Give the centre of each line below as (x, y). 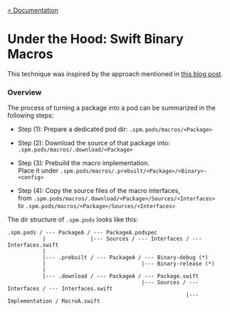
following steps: (31, 115)
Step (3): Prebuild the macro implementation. (84, 163)
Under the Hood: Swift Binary (95, 39)
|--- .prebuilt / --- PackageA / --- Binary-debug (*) (125, 258)
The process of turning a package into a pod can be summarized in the (111, 108)
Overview (25, 92)
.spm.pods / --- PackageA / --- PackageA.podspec (83, 233)
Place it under (38, 171)
